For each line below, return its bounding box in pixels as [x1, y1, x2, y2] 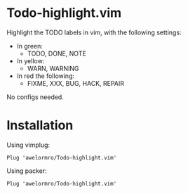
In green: [16, 41, 43, 50]
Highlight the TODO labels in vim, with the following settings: [6, 28, 182, 37]
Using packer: [6, 167, 47, 175]
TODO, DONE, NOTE [27, 49, 87, 58]
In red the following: [16, 72, 75, 80]
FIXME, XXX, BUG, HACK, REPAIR [27, 79, 124, 87]
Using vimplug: [6, 141, 51, 149]
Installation [6, 117, 74, 134]
